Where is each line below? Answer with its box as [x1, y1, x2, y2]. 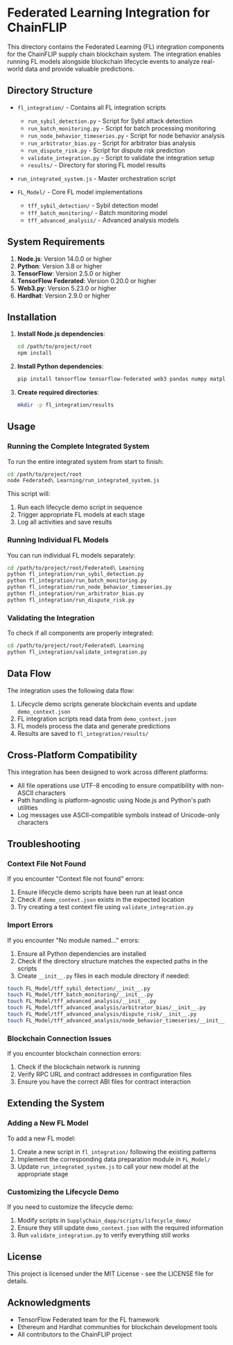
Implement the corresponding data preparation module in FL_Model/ [17, 1155, 211, 1163]
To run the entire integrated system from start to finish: [7, 457, 164, 465]
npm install [17, 350, 52, 357]
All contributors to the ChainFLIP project [17, 1330, 132, 1338]
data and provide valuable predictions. [24, 65, 135, 73]
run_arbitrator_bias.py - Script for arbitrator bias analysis [27, 139, 196, 147]
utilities [17, 803, 38, 812]
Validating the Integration [7, 612, 95, 622]
